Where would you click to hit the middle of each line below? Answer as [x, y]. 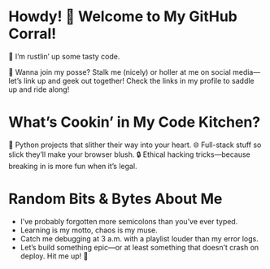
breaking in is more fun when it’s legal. [73, 166]
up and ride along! [39, 89]
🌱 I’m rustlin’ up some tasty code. [64, 56]
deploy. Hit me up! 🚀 [54, 256]
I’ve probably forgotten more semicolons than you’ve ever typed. [129, 221]
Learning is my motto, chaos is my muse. [89, 230]
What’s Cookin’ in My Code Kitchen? [135, 122]
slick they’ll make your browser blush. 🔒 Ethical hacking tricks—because [129, 154]
